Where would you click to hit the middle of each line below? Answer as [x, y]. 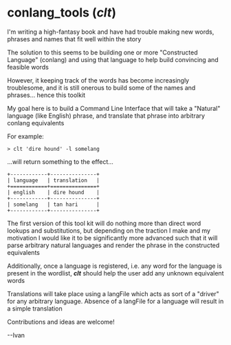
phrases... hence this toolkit [46, 95]
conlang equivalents [36, 123]
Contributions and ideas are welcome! [61, 322]
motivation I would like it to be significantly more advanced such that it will [112, 238]
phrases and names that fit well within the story [74, 39]
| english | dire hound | [53, 192]
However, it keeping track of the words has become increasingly [98, 80]
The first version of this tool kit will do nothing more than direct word [104, 223]
